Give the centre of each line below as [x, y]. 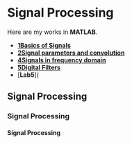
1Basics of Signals [44, 45]
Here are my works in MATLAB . [52, 32]
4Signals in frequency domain [61, 60]
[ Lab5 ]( [28, 75]
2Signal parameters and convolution [71, 53]
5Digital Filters [39, 67]
